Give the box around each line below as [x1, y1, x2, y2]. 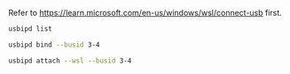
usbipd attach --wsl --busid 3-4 [8, 56, 132, 65]
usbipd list [8, 25, 52, 33]
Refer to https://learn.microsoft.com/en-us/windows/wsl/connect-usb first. [8, 8, 283, 18]
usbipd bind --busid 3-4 [8, 40, 100, 49]
